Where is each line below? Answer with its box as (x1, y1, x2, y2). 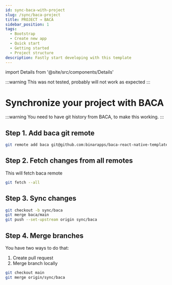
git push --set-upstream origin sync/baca (5, 217, 97, 223)
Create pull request (12, 254, 54, 261)
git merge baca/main (5, 212, 50, 217)
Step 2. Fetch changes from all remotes (5, 157, 133, 165)
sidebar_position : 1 (5, 21, 50, 27)
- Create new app (10, 36, 47, 41)
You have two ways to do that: (5, 245, 69, 251)
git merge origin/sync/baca (5, 275, 66, 280)
